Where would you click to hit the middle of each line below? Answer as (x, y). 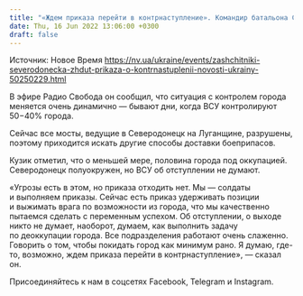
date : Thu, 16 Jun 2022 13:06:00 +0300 (84, 26)
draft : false (34, 34)
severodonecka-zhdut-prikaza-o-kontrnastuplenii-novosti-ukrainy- (134, 69)
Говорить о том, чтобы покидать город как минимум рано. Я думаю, (142, 245)
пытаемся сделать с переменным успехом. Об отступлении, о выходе (146, 217)
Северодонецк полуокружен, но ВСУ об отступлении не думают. (135, 170)
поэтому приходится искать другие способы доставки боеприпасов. (142, 143)
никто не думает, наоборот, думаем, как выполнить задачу (124, 226)
